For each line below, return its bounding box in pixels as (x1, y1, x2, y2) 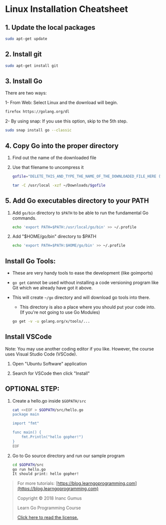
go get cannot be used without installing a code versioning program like (12, 280, 159, 286)
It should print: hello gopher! (12, 471, 79, 476)
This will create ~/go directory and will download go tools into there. (12, 294, 151, 300)
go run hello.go (12, 467, 46, 472)
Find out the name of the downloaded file (12, 155, 96, 161)
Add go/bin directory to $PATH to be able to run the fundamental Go (12, 210, 149, 216)
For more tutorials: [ (17, 480, 58, 486)
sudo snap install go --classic (5, 128, 72, 133)
